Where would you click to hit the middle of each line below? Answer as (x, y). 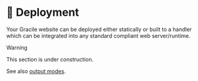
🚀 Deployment (43, 12)
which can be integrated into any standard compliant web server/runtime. (98, 35)
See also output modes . (36, 71)
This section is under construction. (50, 59)
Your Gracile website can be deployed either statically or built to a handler (99, 29)
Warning (17, 48)
